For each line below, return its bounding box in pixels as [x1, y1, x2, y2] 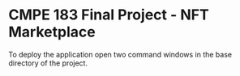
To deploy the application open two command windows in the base [8, 49, 233, 59]
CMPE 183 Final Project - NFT [8, 6, 209, 24]
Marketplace [8, 23, 96, 41]
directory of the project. [8, 58, 88, 68]
